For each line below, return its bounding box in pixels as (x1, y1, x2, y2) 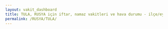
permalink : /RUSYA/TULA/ (5, 16, 57, 21)
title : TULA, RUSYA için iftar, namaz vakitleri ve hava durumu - (5, 12, 146, 17)
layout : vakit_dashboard (5, 7, 57, 12)
